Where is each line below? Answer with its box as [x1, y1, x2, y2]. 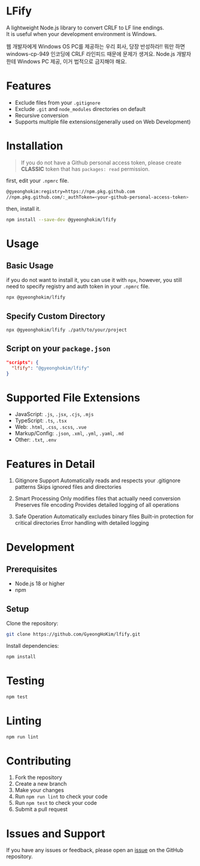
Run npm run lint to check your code [14, 793, 108, 800]
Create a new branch [14, 780, 67, 787]
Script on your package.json [6, 344, 111, 354]
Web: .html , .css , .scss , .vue [14, 423, 87, 431]
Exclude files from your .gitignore [14, 99, 101, 106]
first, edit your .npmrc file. [6, 177, 69, 184]
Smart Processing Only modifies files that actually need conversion [14, 495, 181, 502]
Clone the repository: [6, 620, 59, 627]
